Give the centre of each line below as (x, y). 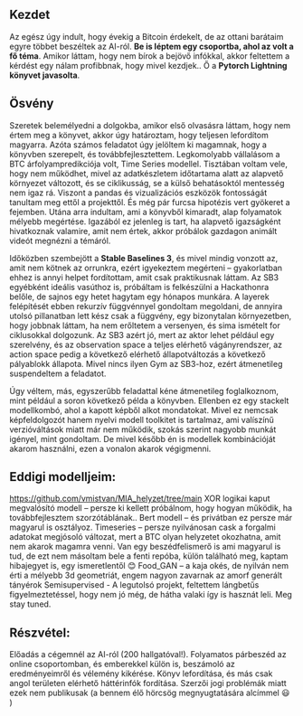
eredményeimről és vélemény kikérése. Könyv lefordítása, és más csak (141, 674)
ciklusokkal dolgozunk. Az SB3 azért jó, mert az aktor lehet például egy (142, 334)
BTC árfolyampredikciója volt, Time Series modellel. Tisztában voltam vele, (148, 164)
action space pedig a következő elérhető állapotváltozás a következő (137, 354)
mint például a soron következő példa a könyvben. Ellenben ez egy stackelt (149, 400)
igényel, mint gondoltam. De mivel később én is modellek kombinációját (142, 438)
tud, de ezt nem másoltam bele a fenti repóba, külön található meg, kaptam (149, 556)
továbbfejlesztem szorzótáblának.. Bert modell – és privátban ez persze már (151, 518)
